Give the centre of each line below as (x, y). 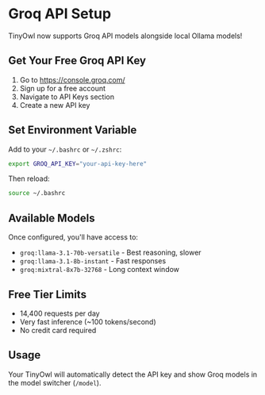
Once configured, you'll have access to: (73, 237)
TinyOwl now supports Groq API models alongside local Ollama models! (125, 36)
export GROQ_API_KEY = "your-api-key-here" (78, 163)
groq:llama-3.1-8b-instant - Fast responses (93, 261)
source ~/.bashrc (37, 194)
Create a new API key (55, 105)
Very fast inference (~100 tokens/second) (88, 321)
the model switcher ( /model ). (55, 382)
